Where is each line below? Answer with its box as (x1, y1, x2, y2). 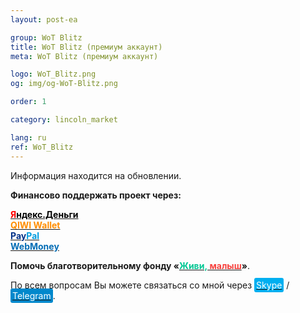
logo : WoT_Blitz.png (10, 69, 97, 80)
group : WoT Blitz (10, 32, 83, 43)
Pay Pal (10, 229, 40, 241)
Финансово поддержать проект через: (10, 189, 182, 201)
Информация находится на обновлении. (10, 169, 182, 181)
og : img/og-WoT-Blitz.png (10, 79, 118, 89)
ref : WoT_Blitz (10, 142, 74, 152)
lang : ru (10, 132, 47, 143)
